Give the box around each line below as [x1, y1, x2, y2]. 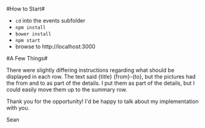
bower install [15, 31, 51, 37]
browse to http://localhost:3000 [15, 43, 96, 50]
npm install [15, 24, 46, 30]
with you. [6, 104, 29, 112]
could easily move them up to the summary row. [6, 86, 127, 93]
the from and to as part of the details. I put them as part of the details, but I [6, 79, 195, 87]
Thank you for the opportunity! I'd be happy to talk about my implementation [6, 98, 199, 105]
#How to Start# [6, 5, 45, 12]
